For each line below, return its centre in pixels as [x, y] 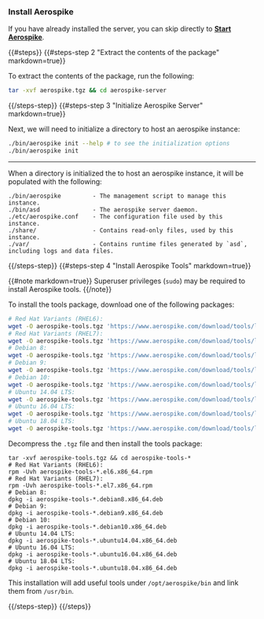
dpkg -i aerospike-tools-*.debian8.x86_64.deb [86, 499]
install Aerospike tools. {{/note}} [60, 289]
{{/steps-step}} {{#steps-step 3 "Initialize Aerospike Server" [106, 105]
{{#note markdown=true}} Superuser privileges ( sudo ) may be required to [127, 281]
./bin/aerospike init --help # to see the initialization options [119, 144]
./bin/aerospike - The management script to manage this [117, 196]
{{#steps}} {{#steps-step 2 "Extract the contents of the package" [114, 53]
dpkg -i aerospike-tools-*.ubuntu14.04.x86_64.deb [93, 540]
